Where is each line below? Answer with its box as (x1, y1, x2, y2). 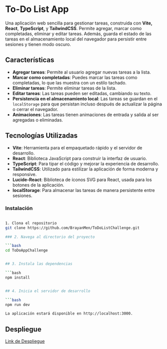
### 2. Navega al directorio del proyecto (5, 234, 95, 239)
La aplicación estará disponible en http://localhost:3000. (5, 311, 133, 316)
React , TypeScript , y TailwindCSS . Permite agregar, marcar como (5, 25, 142, 31)
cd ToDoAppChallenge (5, 248, 48, 253)
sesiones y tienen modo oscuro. (5, 41, 71, 47)
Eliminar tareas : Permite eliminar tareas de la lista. (12, 85, 116, 91)
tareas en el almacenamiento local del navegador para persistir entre (5, 36, 147, 42)
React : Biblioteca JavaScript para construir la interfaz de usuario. (12, 155, 147, 161)
